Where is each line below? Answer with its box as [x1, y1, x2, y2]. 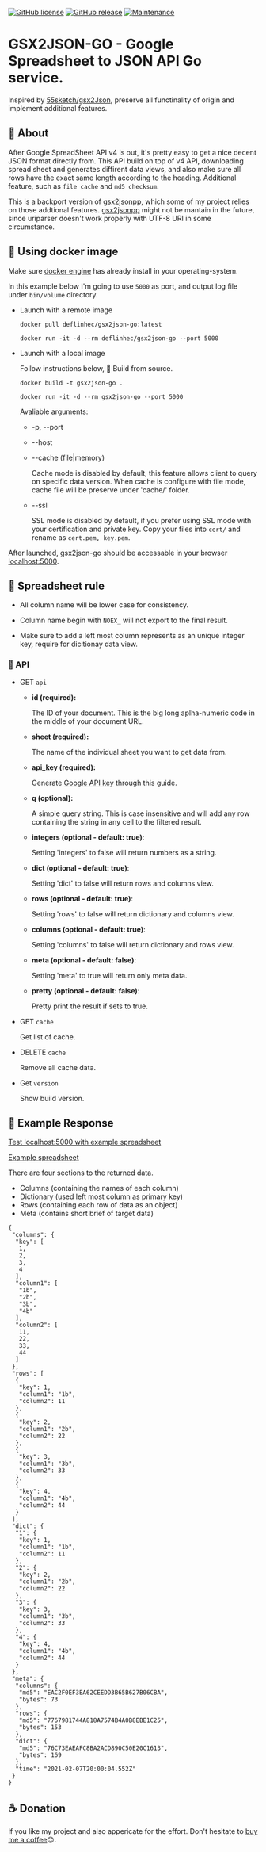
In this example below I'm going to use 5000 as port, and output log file [8, 281, 238, 291]
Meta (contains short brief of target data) [19, 1209, 154, 1219]
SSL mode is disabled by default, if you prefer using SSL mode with [31, 515, 252, 525]
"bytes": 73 [18, 1696, 59, 1704]
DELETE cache [19, 1047, 66, 1057]
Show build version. [19, 1093, 85, 1103]
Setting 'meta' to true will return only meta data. [31, 970, 188, 980]
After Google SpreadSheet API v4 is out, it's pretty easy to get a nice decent [8, 147, 257, 157]
